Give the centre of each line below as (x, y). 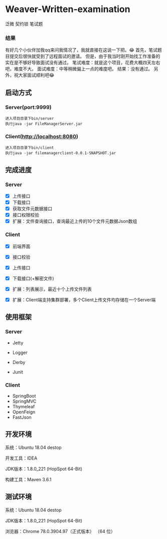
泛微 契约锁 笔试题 (24, 24)
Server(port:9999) (28, 107)
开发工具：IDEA (21, 458)
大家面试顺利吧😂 (36, 75)
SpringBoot (24, 396)
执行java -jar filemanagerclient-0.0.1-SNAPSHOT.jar (61, 153)
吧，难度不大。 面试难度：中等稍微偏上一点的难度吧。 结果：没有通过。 (79, 69)
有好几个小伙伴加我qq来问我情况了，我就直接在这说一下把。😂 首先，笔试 (81, 50)
